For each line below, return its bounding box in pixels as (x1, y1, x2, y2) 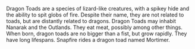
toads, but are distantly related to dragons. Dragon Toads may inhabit (6, 18, 177, 24)
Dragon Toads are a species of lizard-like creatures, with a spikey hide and (6, 5, 190, 12)
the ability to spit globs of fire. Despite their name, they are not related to (6, 11, 184, 18)
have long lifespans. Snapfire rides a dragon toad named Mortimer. (6, 37, 171, 43)
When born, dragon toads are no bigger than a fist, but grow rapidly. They (6, 30, 187, 37)
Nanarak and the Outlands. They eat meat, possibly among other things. (6, 24, 183, 31)
